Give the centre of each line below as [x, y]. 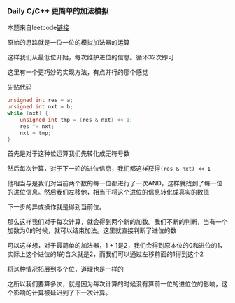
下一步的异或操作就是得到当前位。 [56, 207]
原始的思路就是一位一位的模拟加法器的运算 [69, 43]
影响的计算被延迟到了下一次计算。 [62, 293]
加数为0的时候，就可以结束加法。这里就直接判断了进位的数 [92, 231]
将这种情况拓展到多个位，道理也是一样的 [65, 269]
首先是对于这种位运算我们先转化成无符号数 [69, 154]
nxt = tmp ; [36, 133]
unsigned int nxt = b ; [40, 107]
